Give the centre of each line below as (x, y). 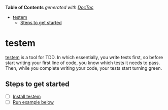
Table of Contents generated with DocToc (49, 7)
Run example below (33, 102)
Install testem (27, 96)
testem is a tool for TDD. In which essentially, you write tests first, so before (84, 57)
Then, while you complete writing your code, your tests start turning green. (84, 68)
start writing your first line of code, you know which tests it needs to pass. (83, 63)
